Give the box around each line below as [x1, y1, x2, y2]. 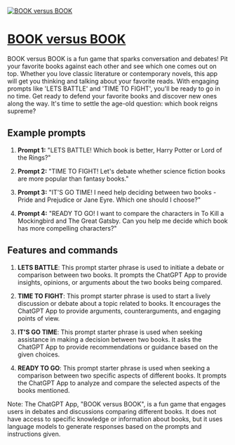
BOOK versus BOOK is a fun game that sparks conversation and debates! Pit [7, 54, 228, 63]
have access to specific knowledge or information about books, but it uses [7, 415, 223, 423]
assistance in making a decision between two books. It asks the [17, 335, 202, 344]
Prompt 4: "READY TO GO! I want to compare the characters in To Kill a [17, 209, 224, 217]
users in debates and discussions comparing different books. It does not [7, 407, 217, 415]
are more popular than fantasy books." [17, 174, 129, 183]
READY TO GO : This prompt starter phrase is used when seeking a [17, 363, 210, 372]
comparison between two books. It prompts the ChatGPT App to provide [17, 271, 227, 279]
